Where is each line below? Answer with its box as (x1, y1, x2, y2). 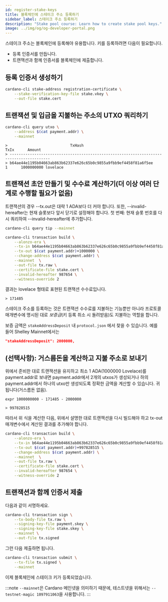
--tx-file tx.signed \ (14, 559, 61, 565)
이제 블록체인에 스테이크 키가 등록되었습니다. (5, 574, 92, 580)
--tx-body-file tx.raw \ (14, 517, 66, 522)
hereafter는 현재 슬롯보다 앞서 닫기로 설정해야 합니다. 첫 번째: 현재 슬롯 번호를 (5, 209, 157, 215)
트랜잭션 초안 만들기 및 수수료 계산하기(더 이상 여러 (5, 179, 151, 188)
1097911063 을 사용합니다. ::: (36, 591, 91, 597)
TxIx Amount (5, 147, 41, 152)
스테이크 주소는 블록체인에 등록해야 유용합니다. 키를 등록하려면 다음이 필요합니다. (5, 40, 163, 46)
